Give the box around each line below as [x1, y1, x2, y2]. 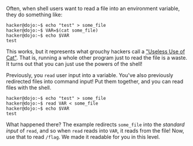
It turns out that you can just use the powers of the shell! [6, 61, 143, 67]
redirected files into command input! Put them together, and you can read [6, 78, 184, 85]
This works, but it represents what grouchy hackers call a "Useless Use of [6, 48, 185, 55]
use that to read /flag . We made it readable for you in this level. [6, 134, 160, 140]
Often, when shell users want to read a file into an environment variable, [6, 5, 180, 12]
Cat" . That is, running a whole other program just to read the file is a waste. [6, 54, 188, 61]
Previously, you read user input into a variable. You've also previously [6, 72, 174, 78]
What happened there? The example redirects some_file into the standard [6, 121, 185, 128]
